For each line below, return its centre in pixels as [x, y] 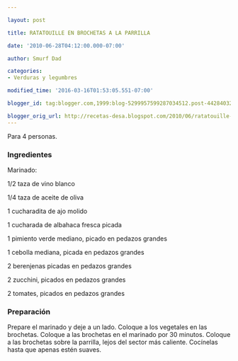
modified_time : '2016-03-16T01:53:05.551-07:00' [80, 91]
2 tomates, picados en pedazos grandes [66, 293]
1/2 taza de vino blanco [41, 183]
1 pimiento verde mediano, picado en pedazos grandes [87, 239]
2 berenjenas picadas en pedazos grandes [70, 265]
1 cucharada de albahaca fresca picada [65, 224]
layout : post [27, 20]
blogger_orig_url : [34, 116]
